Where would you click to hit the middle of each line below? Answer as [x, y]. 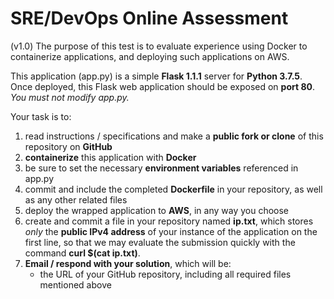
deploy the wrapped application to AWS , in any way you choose [157, 210]
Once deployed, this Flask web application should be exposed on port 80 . [163, 86]
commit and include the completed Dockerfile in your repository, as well [173, 189]
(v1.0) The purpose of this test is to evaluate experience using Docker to [159, 46]
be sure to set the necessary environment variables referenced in [161, 168]
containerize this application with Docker [110, 157]
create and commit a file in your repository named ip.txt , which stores [169, 221]
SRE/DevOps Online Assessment [149, 18]
